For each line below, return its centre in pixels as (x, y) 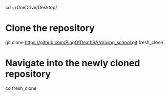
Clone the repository (50, 28)
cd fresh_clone (21, 88)
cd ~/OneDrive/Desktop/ (31, 7)
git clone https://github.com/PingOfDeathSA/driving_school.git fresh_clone (84, 42)
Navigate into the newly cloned (73, 63)
